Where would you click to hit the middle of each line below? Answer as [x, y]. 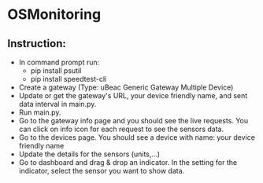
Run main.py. [40, 112]
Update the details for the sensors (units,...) [89, 154]
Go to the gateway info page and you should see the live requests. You [133, 121]
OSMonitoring [54, 15]
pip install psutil [56, 71]
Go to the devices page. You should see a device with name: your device [137, 137]
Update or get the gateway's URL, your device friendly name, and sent [133, 95]
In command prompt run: [59, 62]
